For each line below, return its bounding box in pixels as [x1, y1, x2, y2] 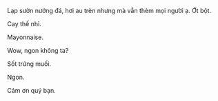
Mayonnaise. [7, 33, 43, 41]
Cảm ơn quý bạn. [7, 87, 57, 94]
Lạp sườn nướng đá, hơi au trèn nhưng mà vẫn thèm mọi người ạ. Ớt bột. [7, 7, 212, 14]
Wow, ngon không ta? [7, 47, 69, 54]
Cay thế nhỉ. [7, 20, 41, 27]
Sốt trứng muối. [7, 60, 52, 68]
